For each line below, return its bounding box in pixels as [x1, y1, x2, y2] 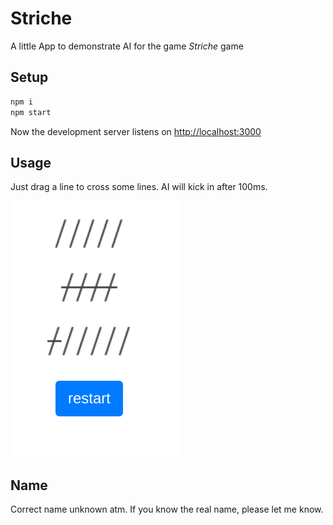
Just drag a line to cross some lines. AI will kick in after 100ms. [10, 181, 268, 193]
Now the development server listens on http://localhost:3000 [10, 125, 262, 137]
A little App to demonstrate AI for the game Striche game [10, 40, 244, 52]
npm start [10, 107, 52, 117]
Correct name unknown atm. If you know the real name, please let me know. [10, 503, 324, 516]
